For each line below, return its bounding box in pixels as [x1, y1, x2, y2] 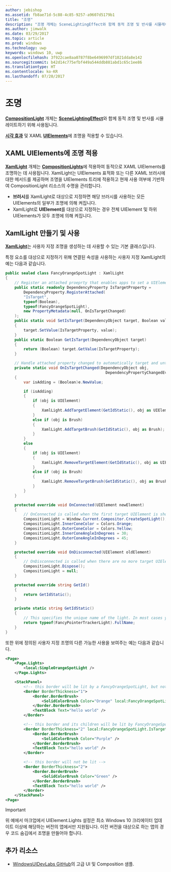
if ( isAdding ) [23, 389, 53, 394]
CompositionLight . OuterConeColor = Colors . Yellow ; [23, 526, 133, 531]
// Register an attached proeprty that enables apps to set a [14, 280, 149, 286]
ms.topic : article [5, 36, 44, 41]
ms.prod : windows [5, 41, 42, 46]
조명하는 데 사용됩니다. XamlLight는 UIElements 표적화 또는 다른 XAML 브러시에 [5, 169, 165, 176]
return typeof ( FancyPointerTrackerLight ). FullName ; [23, 620, 136, 625]
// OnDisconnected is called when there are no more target [23, 559, 154, 564]
